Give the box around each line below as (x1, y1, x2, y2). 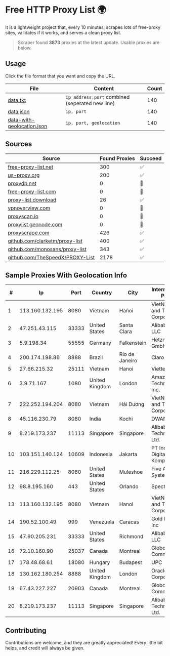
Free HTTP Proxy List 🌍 (5, 4, 107, 16)
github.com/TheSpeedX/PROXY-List (8, 254, 95, 261)
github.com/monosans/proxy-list (8, 245, 87, 253)
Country (92, 289, 112, 296)
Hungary (89, 559, 110, 566)
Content (94, 85, 114, 92)
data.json (8, 108, 30, 115)
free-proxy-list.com (8, 188, 57, 195)
